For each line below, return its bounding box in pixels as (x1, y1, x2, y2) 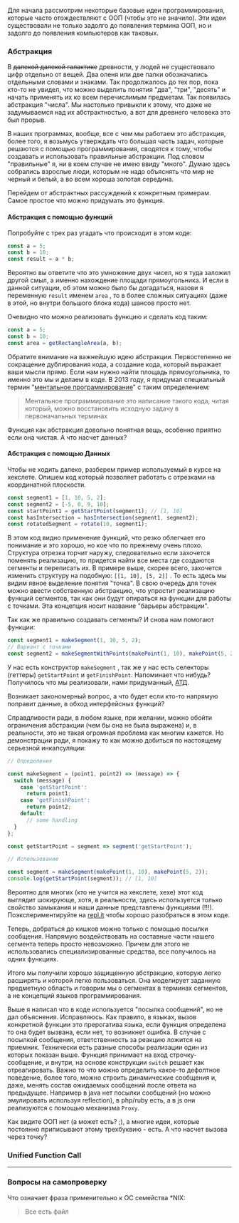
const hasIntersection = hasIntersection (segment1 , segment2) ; (7, 514, 199, 521)
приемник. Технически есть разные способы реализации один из (7, 1043, 208, 1052)
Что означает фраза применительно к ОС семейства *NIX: (7, 1193, 186, 1202)
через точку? (7, 1132, 48, 1141)
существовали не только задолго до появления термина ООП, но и (7, 21, 212, 29)
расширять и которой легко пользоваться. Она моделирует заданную (7, 976, 221, 985)
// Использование (7, 855, 59, 863)
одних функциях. (7, 955, 59, 964)
